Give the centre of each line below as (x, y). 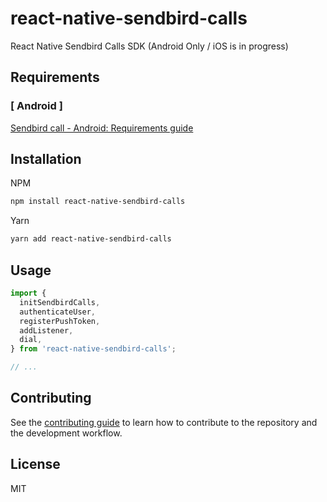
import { (28, 293)
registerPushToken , (60, 321)
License (35, 464)
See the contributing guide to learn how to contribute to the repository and (164, 422)
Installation (46, 159)
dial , (31, 340)
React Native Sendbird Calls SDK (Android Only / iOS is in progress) (149, 46)
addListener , (46, 330)
